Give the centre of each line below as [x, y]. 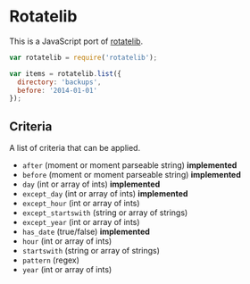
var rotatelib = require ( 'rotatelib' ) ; [83, 57]
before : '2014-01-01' [58, 90]
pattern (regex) [51, 260]
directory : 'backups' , [59, 82]
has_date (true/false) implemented [86, 232]
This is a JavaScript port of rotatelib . [76, 41]
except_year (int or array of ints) [81, 222]
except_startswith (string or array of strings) [105, 213]
